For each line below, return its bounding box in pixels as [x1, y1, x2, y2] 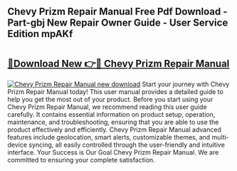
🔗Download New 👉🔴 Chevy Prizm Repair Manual [7, 57, 230, 70]
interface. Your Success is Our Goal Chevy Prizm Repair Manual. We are [7, 148, 219, 156]
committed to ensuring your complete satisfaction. [7, 156, 155, 164]
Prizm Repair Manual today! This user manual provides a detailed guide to [7, 88, 224, 95]
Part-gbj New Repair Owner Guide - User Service [7, 17, 228, 29]
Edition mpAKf [7, 28, 73, 40]
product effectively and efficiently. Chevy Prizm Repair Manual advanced [7, 125, 222, 134]
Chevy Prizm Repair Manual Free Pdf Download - [7, 6, 228, 18]
